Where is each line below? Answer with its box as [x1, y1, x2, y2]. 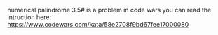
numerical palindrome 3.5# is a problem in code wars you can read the [7, 6, 212, 14]
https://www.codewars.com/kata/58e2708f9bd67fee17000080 [7, 21, 189, 28]
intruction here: [7, 13, 52, 21]
